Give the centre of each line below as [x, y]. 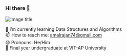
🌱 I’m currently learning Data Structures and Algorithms [63, 29]
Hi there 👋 [18, 8]
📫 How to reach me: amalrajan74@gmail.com [54, 35]
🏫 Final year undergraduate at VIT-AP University [56, 48]
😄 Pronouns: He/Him [28, 43]
